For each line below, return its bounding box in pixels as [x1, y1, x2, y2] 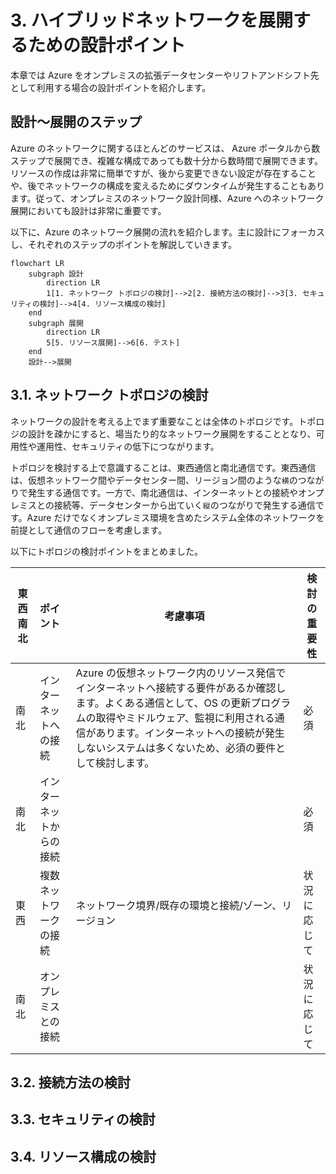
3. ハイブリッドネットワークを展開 [10, 9, 294, 32]
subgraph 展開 [28, 318, 84, 328]
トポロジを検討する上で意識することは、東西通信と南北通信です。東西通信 [10, 461, 317, 473]
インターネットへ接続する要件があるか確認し [75, 681, 287, 695]
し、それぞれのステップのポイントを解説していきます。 [10, 238, 238, 250]
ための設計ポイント [28, 34, 187, 57]
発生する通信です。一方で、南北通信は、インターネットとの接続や [27, 486, 298, 498]
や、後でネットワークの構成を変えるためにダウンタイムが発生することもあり [10, 179, 325, 191]
